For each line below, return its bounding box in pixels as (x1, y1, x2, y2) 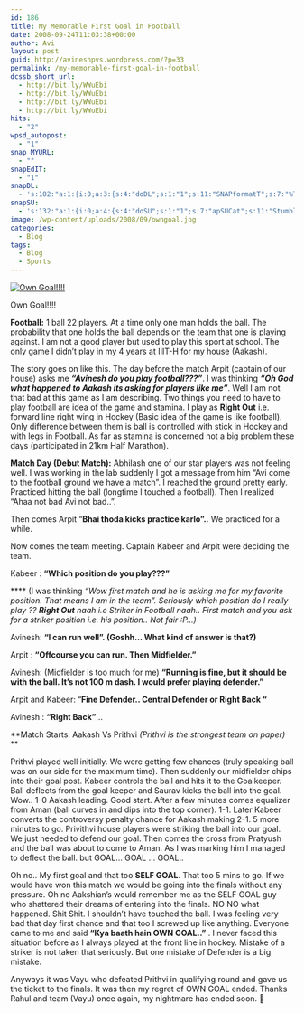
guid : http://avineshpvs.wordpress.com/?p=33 (10, 55, 184, 64)
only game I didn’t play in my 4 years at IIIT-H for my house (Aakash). (10, 346, 268, 356)
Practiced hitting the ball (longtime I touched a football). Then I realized (10, 487, 274, 497)
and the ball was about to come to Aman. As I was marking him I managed (10, 843, 286, 853)
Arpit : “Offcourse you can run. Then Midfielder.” (10, 649, 197, 660)
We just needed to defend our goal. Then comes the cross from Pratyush (10, 833, 282, 844)
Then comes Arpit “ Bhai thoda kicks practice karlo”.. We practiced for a (10, 514, 281, 525)
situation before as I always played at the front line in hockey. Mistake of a (10, 937, 285, 948)
